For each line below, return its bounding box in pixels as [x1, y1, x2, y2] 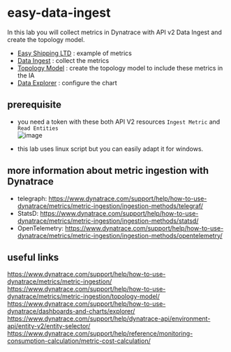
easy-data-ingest [7, 5, 111, 21]
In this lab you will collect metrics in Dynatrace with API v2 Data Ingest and [7, 28, 222, 36]
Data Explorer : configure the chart [17, 78, 117, 87]
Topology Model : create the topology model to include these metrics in [17, 64, 223, 72]
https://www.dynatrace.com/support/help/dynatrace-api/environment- [7, 314, 211, 323]
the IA [17, 71, 35, 80]
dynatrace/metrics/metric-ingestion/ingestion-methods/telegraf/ [17, 201, 204, 210]
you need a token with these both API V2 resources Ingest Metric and [17, 117, 221, 126]
